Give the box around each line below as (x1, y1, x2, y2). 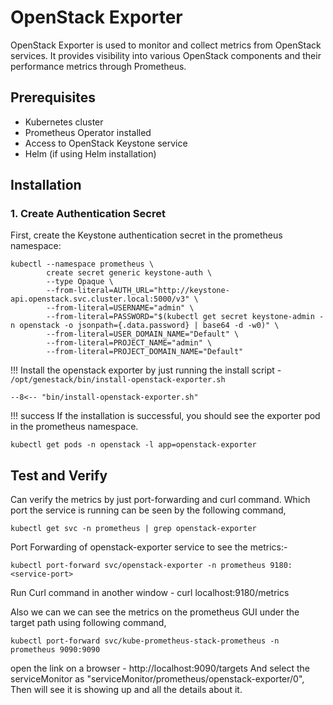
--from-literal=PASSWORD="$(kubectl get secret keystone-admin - (46, 312, 325, 322)
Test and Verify (10, 467, 108, 484)
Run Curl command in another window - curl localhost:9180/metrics (10, 587, 290, 599)
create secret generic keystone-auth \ (46, 268, 213, 278)
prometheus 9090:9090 (10, 645, 101, 655)
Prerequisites (10, 89, 96, 106)
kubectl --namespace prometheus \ (10, 259, 155, 270)
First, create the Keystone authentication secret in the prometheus (10, 229, 283, 241)
